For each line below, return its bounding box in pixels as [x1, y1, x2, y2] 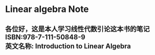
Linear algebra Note [5, 3, 89, 15]
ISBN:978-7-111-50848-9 [5, 32, 85, 41]
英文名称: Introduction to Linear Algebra [5, 41, 131, 50]
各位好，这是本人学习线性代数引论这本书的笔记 [5, 24, 150, 33]
